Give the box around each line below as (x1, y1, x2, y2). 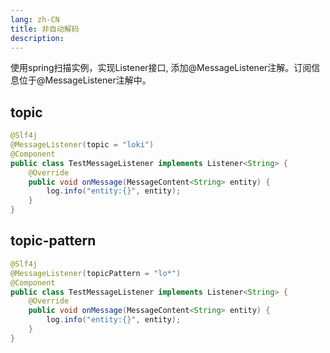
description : (10, 33, 65, 43)
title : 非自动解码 (10, 24, 80, 34)
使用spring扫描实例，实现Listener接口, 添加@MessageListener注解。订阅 (10, 62, 312, 74)
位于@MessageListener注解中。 (18, 74, 152, 86)
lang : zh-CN (10, 14, 60, 25)
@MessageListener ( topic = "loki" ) (10, 140, 155, 150)
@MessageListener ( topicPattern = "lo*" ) (10, 268, 182, 278)
